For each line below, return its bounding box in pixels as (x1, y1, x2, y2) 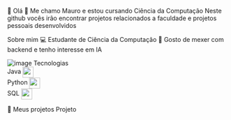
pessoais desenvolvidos (7, 22, 77, 29)
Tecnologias (33, 59, 68, 67)
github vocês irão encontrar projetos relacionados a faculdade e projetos (7, 14, 217, 22)
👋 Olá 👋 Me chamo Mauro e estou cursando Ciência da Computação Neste (7, 7, 222, 15)
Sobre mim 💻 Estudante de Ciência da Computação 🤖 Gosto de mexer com (7, 36, 225, 43)
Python (7, 78, 28, 87)
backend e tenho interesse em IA (7, 45, 103, 54)
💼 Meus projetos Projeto (7, 105, 77, 113)
